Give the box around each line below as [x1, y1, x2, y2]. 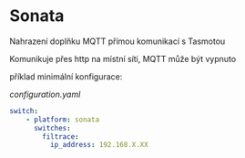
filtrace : [42, 132, 79, 142]
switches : [33, 123, 71, 132]
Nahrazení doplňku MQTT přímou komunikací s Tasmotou [9, 36, 226, 47]
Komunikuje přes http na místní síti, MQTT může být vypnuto [9, 53, 237, 64]
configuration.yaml [9, 89, 81, 100]
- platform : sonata [26, 115, 100, 124]
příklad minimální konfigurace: [9, 70, 123, 82]
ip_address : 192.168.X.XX [49, 141, 148, 150]
